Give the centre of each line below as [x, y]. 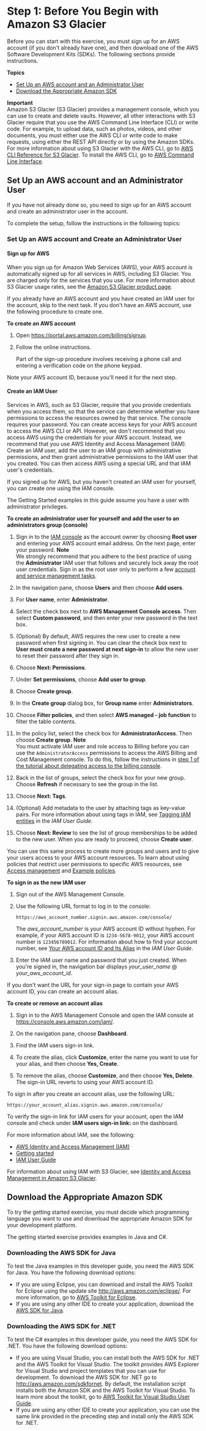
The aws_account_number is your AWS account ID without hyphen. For [106, 929]
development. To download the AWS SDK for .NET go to [86, 1377]
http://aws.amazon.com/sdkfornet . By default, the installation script [101, 1384]
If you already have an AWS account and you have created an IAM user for [101, 299]
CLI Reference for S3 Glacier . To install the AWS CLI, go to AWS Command [101, 155]
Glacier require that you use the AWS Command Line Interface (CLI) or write [102, 122]
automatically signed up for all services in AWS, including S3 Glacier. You [99, 273]
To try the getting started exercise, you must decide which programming [98, 1212]
